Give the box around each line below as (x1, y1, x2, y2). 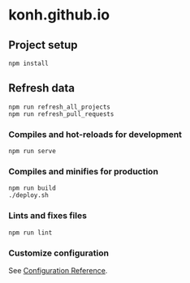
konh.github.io (8, 6, 110, 24)
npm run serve (8, 148, 57, 156)
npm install (8, 59, 49, 67)
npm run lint (8, 229, 53, 237)
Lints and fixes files (8, 210, 88, 221)
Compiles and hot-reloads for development (8, 128, 183, 139)
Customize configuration (8, 247, 110, 259)
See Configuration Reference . (8, 266, 108, 275)
